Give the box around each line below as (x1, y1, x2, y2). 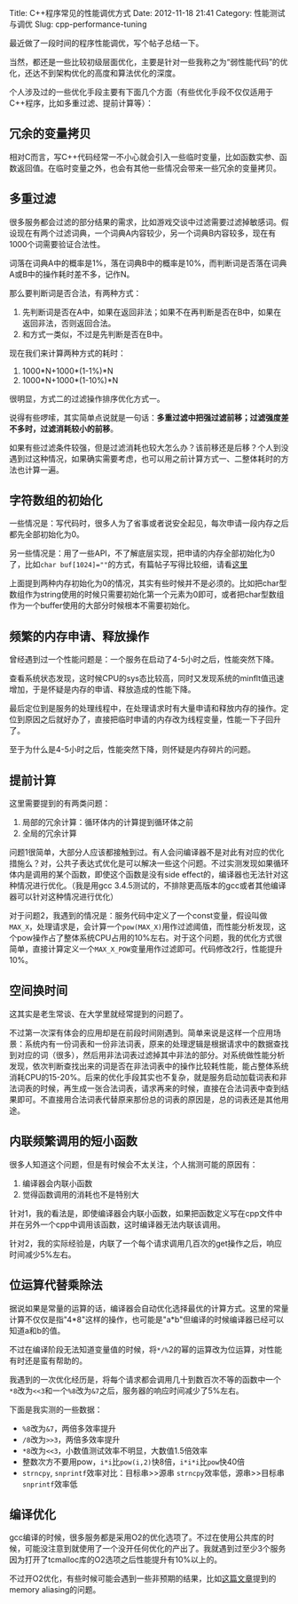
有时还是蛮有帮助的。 (9, 1355, 87, 1366)
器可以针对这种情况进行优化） (9, 892, 118, 902)
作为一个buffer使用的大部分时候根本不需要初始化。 (9, 600, 195, 611)
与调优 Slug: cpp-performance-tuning (9, 19, 147, 29)
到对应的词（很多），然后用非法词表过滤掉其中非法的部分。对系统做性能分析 (9, 1049, 286, 1060)
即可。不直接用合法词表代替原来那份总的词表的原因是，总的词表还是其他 (16, 1094, 281, 1104)
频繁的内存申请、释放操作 (9, 629, 149, 644)
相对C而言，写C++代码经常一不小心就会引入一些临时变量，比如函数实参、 (9, 151, 279, 162)
